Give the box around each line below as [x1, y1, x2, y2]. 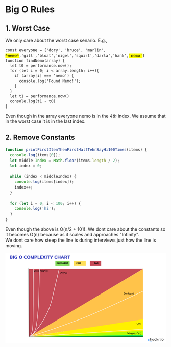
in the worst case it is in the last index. [5, 118, 86, 124]
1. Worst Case [5, 24, 50, 33]
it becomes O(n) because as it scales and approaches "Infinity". [5, 232, 139, 238]
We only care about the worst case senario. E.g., [5, 37, 108, 43]
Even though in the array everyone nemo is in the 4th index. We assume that [5, 113, 166, 119]
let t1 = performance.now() [10, 94, 70, 99]
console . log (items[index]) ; [14, 179, 74, 184]
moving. [5, 243, 22, 249]
